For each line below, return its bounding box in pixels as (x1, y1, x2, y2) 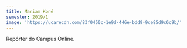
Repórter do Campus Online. (6, 36, 75, 43)
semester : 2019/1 (6, 14, 49, 20)
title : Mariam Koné (6, 8, 54, 15)
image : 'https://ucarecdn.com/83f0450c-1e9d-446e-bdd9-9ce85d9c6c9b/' (6, 19, 182, 25)
